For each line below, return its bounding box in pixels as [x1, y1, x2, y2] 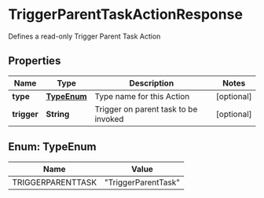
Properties [8, 54, 61, 68]
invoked [94, 113, 124, 124]
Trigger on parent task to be [94, 104, 198, 115]
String [46, 108, 70, 119]
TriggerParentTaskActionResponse [8, 5, 244, 24]
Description [129, 77, 174, 88]
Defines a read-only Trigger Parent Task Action [8, 31, 161, 41]
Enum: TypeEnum [8, 140, 97, 154]
